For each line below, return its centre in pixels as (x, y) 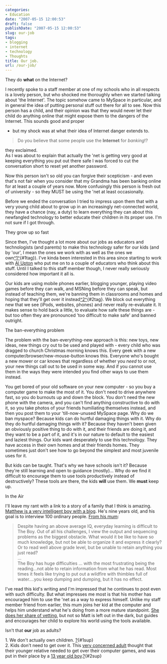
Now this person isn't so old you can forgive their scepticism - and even (79, 176)
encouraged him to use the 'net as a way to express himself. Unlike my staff (83, 600)
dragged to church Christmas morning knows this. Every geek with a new (81, 350)
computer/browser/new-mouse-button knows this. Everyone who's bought (82, 356)
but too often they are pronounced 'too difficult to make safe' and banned (81, 316)
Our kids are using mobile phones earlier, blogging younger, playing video (81, 284)
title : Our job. (22, 61)
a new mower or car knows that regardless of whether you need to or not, (81, 361)
